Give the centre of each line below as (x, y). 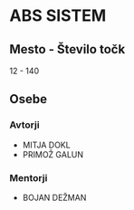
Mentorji (29, 177)
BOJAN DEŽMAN (54, 197)
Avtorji (24, 125)
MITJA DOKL (46, 145)
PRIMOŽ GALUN (53, 154)
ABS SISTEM (58, 16)
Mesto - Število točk (67, 49)
